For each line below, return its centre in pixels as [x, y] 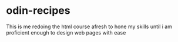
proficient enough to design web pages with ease [66, 32]
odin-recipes [38, 11]
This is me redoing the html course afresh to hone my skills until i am [89, 26]
